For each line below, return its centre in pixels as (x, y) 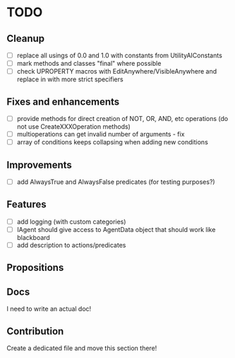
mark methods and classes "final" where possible (89, 64)
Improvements (39, 164)
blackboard (33, 237)
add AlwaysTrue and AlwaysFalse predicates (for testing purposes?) (116, 182)
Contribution (35, 331)
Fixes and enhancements (63, 102)
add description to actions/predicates (71, 245)
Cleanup (26, 39)
